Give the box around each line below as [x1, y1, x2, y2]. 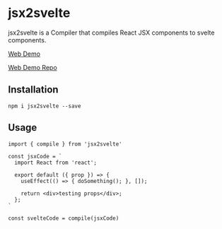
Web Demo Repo [8, 63, 57, 71]
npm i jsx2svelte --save [8, 102, 81, 110]
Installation [8, 83, 59, 96]
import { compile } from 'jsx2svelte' [8, 140, 122, 148]
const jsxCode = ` [8, 153, 62, 160]
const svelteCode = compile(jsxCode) [8, 214, 119, 222]
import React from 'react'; [14, 159, 98, 166]
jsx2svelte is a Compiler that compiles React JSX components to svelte [8, 28, 215, 37]
